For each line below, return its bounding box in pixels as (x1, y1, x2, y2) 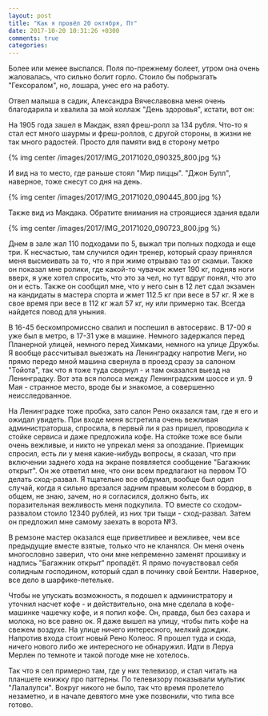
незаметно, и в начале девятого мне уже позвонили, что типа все (8, 691, 234, 702)
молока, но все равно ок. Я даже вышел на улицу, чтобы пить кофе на (8, 617, 249, 626)
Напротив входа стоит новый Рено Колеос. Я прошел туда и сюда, (8, 633, 236, 643)
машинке (8, 608, 40, 617)
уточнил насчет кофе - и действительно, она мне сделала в (8, 599, 214, 609)
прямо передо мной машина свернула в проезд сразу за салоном (8, 357, 236, 366)
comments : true (8, 34, 59, 42)
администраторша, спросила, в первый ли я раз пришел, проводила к (8, 423, 250, 433)
